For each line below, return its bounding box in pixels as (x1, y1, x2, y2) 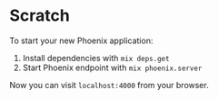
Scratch (9, 5, 70, 26)
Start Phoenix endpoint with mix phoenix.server (22, 62, 203, 73)
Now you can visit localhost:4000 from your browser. (9, 79, 209, 90)
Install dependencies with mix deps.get (22, 52, 170, 63)
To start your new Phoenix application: (9, 35, 154, 46)
